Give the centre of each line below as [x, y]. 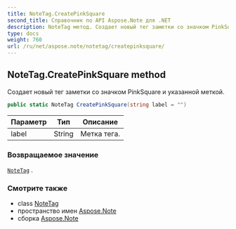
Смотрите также [38, 188]
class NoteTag [38, 204]
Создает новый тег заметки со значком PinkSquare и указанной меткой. [116, 91]
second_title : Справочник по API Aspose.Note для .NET [89, 20]
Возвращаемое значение [53, 155]
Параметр [29, 122]
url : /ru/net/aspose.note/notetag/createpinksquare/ [86, 46]
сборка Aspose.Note [48, 218]
